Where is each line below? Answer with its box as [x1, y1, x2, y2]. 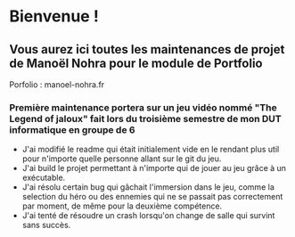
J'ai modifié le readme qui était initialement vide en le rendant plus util [21, 144, 280, 155]
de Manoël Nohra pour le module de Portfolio [9, 55, 263, 70]
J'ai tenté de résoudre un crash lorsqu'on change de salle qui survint [21, 210, 275, 221]
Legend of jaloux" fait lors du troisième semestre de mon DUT [9, 112, 283, 125]
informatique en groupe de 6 [9, 123, 135, 135]
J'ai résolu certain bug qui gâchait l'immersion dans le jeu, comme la [21, 182, 275, 192]
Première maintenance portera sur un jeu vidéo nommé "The [9, 101, 278, 113]
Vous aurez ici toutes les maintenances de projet [9, 42, 285, 57]
